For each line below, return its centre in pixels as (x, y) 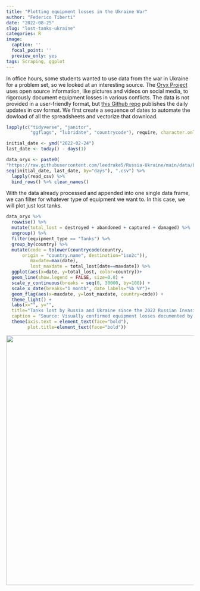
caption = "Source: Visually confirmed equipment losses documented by (102, 316)
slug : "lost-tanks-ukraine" (41, 28)
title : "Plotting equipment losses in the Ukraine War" (77, 12)
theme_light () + (32, 300)
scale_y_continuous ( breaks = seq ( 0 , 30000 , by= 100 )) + (81, 283)
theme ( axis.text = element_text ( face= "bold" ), (70, 322)
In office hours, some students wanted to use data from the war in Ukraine (97, 78)
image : (14, 39)
